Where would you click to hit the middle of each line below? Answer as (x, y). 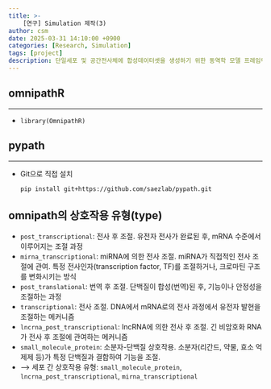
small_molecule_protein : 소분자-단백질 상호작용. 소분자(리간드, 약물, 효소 (137, 347)
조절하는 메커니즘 (47, 317)
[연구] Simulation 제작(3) (65, 23)
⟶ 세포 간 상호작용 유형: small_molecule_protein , (101, 367)
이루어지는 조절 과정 (51, 246)
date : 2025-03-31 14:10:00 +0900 (65, 38)
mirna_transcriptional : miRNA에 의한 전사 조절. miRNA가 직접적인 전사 (135, 257)
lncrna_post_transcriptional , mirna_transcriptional (109, 376)
